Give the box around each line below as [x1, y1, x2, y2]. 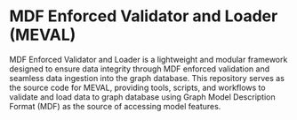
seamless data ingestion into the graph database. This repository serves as [9, 72, 285, 83]
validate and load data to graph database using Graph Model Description [9, 91, 276, 102]
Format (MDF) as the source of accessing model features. [9, 101, 221, 111]
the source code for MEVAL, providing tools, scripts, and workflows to [9, 82, 266, 93]
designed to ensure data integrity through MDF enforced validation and [9, 64, 270, 74]
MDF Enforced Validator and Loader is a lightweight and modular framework [9, 54, 288, 64]
